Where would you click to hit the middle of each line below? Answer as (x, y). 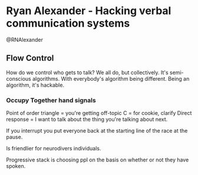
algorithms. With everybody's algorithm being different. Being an (111, 78)
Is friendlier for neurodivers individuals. (54, 148)
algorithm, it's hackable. (35, 85)
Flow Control (30, 58)
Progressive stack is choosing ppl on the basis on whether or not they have (98, 160)
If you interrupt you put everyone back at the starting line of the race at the (97, 131)
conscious (19, 78)
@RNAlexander (24, 39)
